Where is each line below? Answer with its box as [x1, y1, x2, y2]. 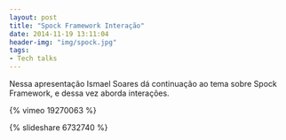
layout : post [9, 12, 58, 22]
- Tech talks [9, 54, 58, 63]
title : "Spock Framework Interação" [9, 21, 145, 30]
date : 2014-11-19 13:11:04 [9, 29, 109, 38]
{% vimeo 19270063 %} [9, 105, 97, 115]
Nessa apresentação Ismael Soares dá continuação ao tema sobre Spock [9, 79, 277, 89]
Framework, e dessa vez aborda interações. [9, 88, 171, 98]
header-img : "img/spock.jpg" [9, 37, 117, 47]
